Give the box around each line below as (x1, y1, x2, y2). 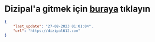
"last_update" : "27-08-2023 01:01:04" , (13, 24, 94, 28)
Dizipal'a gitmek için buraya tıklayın (4, 3, 151, 14)
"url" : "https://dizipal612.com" (13, 28, 81, 33)
